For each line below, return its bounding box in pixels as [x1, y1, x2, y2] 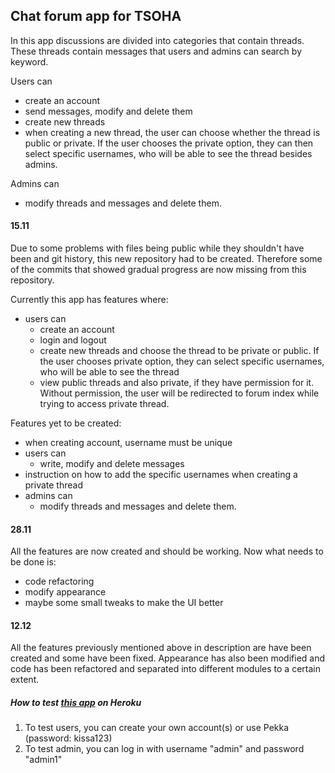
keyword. [10, 55, 49, 68]
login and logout [39, 334, 107, 346]
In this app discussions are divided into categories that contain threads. [10, 34, 305, 46]
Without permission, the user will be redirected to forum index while [39, 387, 320, 399]
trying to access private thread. [39, 398, 170, 410]
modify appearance [24, 586, 107, 598]
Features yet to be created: [10, 417, 122, 429]
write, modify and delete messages [39, 458, 185, 470]
